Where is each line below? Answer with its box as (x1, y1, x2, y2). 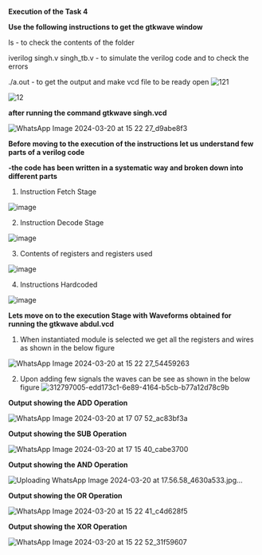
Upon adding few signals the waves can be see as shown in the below (19, 375, 251, 383)
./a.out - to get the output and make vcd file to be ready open (8, 77, 209, 86)
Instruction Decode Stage (19, 218, 104, 227)
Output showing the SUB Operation (8, 429, 127, 438)
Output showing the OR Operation (8, 491, 123, 500)
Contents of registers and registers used (19, 249, 153, 258)
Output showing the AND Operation (8, 460, 129, 470)
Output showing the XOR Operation (8, 522, 127, 531)
